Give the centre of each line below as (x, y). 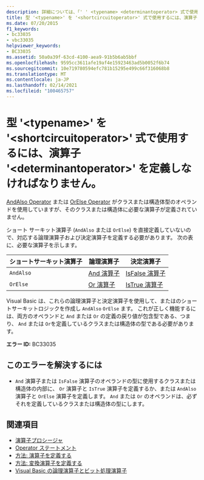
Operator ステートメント (46, 448)
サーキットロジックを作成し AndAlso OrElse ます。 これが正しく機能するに (104, 308)
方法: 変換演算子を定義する (49, 463)
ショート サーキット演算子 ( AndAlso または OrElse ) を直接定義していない (96, 230)
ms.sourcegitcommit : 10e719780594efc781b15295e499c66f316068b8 (88, 68)
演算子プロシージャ (39, 441)
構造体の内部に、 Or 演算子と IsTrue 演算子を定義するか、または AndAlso (106, 388)
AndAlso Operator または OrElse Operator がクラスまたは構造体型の (91, 202)
